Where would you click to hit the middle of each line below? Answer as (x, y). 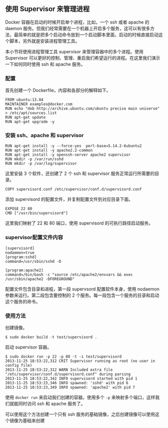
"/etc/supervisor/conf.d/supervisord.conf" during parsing (68, 374)
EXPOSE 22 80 (19, 209)
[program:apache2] (24, 270)
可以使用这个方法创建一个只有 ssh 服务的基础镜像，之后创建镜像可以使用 (80, 414)
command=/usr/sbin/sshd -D (33, 261)
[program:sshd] (21, 257)
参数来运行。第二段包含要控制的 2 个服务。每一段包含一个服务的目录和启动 (82, 295)
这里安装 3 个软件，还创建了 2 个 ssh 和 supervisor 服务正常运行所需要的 (80, 174)
